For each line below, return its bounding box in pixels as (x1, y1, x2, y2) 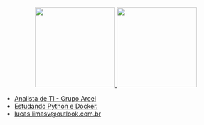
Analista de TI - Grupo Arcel (14, 94, 97, 102)
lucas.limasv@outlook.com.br (14, 109, 102, 118)
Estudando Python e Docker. (14, 102, 98, 110)
